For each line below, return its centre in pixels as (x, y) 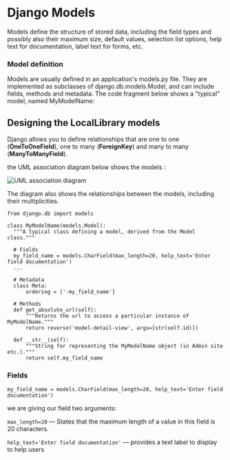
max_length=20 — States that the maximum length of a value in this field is (111, 421)
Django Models (51, 13)
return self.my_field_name (64, 358)
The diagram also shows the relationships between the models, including (111, 194)
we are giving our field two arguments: (62, 408)
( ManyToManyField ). (37, 154)
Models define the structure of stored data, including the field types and (109, 32)
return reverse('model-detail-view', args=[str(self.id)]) (112, 328)
